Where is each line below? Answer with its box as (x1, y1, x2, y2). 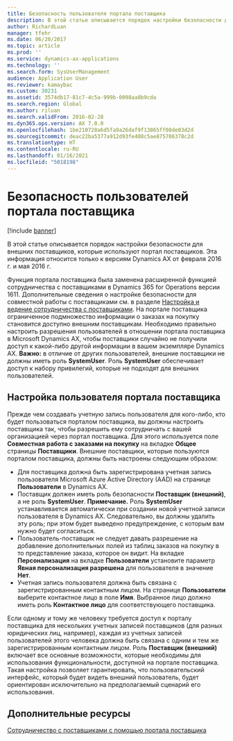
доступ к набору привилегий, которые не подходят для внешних (7, 364, 200, 372)
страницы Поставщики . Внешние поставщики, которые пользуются (7, 447, 209, 455)
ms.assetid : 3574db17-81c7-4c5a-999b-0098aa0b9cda (7, 94, 157, 101)
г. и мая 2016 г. (7, 262, 51, 270)
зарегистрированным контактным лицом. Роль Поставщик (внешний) (7, 643, 217, 651)
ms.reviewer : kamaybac (7, 81, 73, 88)
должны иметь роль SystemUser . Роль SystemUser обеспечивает (7, 356, 205, 365)
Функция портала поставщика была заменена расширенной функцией (7, 275, 217, 283)
